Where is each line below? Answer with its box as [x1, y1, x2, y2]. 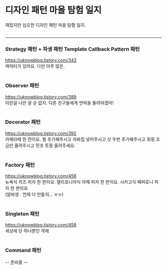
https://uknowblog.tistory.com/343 [5, 57, 77, 63]
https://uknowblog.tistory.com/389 [5, 94, 77, 100]
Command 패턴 [5, 247, 41, 254]
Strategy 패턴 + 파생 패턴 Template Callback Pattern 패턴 [5, 45, 140, 52]
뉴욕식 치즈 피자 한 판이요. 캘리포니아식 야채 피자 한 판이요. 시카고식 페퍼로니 [5, 179, 154, 185]
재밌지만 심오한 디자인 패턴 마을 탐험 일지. [5, 22, 86, 28]
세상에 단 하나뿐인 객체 [5, 228, 49, 234]
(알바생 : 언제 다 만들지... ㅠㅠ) [5, 191, 64, 197]
